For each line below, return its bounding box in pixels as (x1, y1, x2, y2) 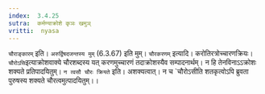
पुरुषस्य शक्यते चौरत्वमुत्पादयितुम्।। (8, 76, 99, 85)
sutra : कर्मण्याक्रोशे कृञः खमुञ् (8, 19, 91, 27)
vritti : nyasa (8, 27, 60, 35)
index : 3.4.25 (8, 11, 60, 20)
